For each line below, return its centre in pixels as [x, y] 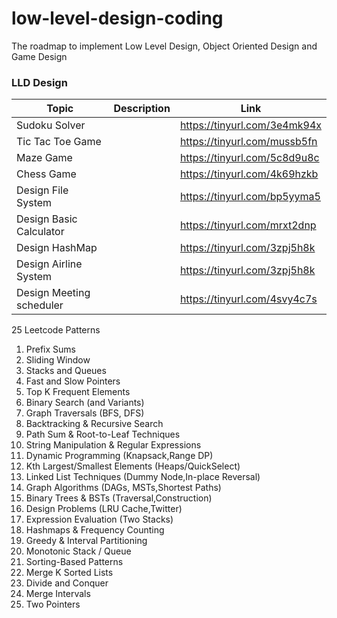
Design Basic [47, 219]
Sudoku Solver [51, 125]
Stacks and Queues [66, 371]
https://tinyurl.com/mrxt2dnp [248, 225]
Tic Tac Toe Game [59, 142]
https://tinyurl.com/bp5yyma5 [250, 197]
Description [142, 109]
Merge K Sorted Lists [69, 573]
